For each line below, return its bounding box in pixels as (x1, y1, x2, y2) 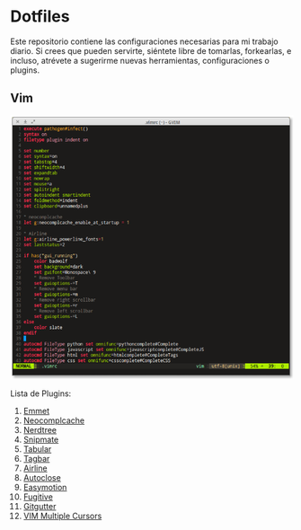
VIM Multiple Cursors (22, 510, 102, 521)
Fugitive (22, 491, 53, 502)
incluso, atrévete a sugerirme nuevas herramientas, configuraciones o (10, 55, 270, 66)
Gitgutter (22, 500, 57, 511)
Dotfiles (10, 6, 70, 27)
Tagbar (22, 453, 50, 464)
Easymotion (22, 481, 67, 492)
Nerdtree (22, 424, 58, 435)
